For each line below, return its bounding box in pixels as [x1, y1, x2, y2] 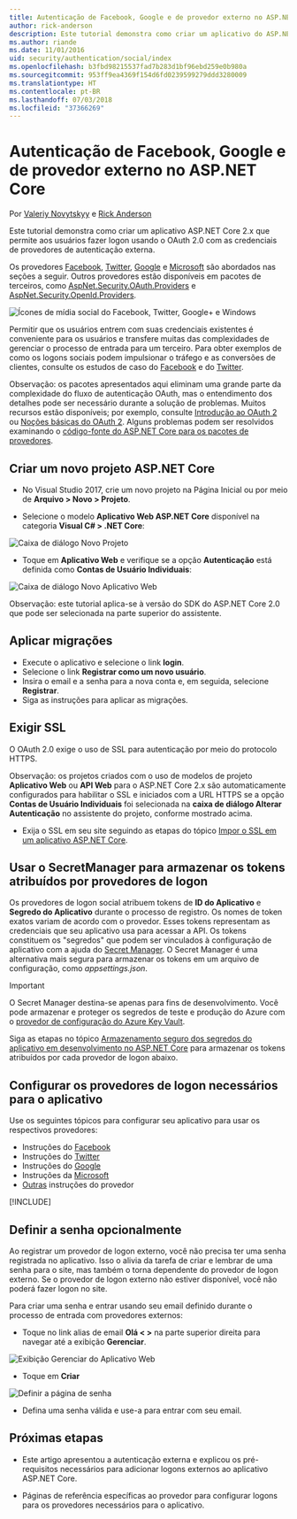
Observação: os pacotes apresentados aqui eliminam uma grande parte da [9, 379, 282, 389]
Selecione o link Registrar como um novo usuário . [21, 666, 207, 677]
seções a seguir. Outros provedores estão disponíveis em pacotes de [9, 271, 262, 281]
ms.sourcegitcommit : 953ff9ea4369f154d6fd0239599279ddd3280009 [9, 71, 247, 80]
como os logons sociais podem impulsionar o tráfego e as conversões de [9, 352, 276, 363]
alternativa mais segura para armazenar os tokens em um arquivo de [9, 953, 260, 965]
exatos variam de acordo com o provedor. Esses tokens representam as [9, 916, 271, 927]
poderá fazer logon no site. [9, 1284, 108, 1294]
